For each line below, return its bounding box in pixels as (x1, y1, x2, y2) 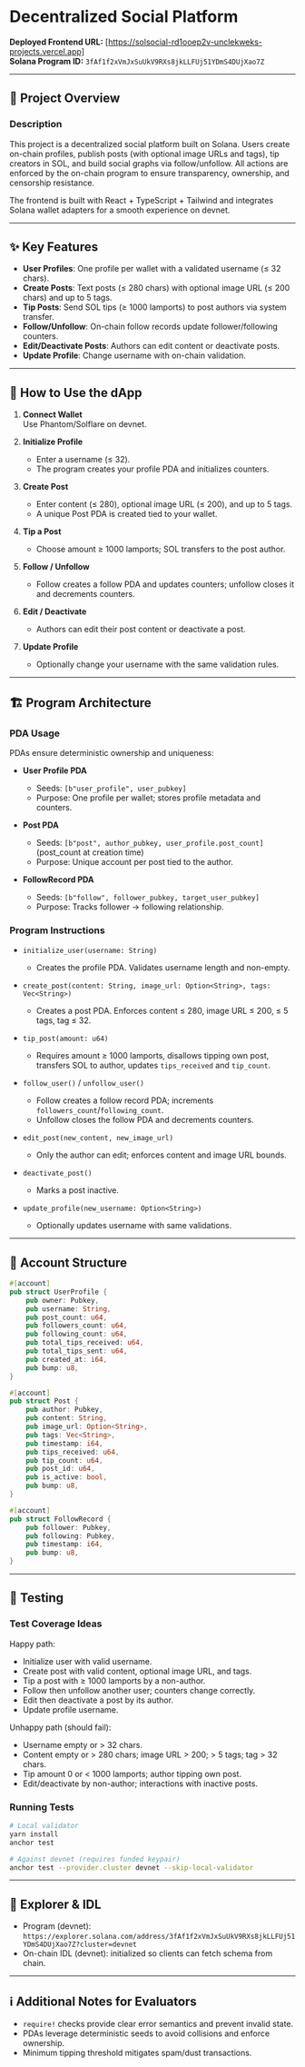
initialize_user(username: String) (22, 947, 158, 956)
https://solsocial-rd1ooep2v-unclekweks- (107, 36, 263, 47)
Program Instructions (9, 924, 106, 937)
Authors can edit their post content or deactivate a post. (35, 624, 247, 635)
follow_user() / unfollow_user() (22, 1078, 145, 1088)
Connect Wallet (22, 409, 84, 420)
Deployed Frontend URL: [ (9, 36, 109, 47)
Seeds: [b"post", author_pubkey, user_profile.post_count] (35, 837, 264, 848)
